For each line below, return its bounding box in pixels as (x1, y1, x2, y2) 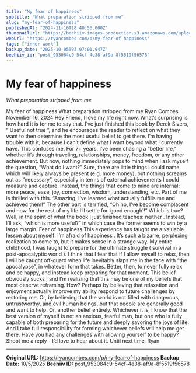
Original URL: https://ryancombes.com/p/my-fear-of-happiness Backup (6, 354, 180, 361)
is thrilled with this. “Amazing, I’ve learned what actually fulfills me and (6, 194, 175, 201)
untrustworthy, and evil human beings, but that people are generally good (6, 300, 183, 307)
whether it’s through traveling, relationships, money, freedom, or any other (6, 151, 185, 158)
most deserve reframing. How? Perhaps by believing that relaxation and (6, 281, 178, 288)
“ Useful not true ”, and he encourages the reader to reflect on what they (6, 126, 181, 133)
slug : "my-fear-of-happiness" (6, 19, 80, 25)
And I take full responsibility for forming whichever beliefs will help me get (6, 325, 184, 332)
